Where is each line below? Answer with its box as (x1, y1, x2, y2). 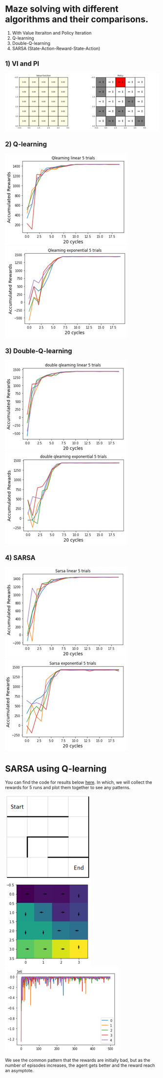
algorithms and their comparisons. (5, 14, 149, 25)
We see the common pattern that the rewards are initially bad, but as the (5, 1058, 150, 1063)
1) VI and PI (5, 60, 40, 68)
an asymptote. (5, 1068, 34, 1074)
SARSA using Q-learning (5, 763, 107, 774)
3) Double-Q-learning (5, 346, 72, 355)
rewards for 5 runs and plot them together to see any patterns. (5, 785, 131, 791)
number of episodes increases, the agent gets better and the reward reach (5, 1062, 155, 1068)
